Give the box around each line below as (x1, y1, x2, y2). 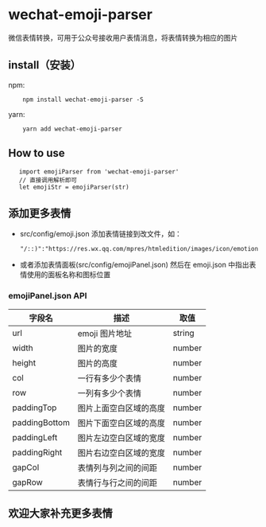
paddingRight (12, 447, 63, 458)
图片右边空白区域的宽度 (77, 447, 165, 459)
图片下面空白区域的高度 (77, 417, 165, 428)
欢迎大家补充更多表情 (8, 507, 113, 521)
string (172, 327, 195, 338)
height (12, 357, 37, 368)
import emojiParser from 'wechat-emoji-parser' (18, 167, 179, 176)
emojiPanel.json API (8, 291, 87, 302)
